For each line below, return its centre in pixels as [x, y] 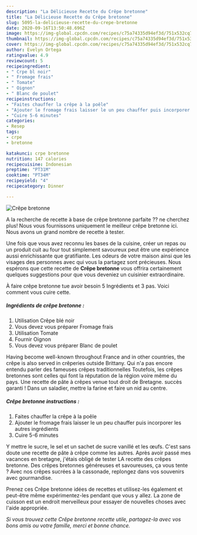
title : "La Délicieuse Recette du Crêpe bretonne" [69, 17]
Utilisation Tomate [36, 333]
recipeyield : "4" [27, 181]
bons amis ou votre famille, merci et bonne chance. [68, 525]
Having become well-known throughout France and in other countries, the [96, 357]
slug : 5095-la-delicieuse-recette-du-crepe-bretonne [72, 22]
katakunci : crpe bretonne [38, 153]
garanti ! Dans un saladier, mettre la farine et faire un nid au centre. [87, 388]
